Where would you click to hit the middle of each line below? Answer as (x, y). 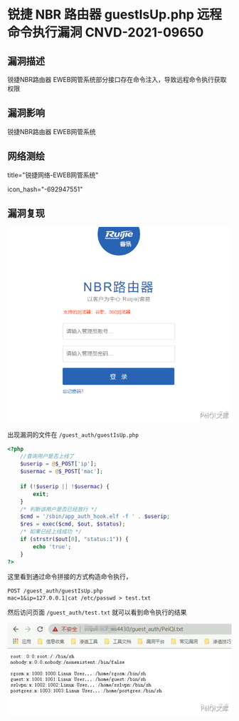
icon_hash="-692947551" (45, 189)
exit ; (41, 494)
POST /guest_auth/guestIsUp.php (55, 591)
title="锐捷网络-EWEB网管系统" (53, 175)
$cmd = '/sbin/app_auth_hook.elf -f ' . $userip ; (95, 517)
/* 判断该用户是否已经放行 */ (59, 509)
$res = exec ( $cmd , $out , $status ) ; (73, 524)
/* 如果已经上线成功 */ (51, 532)
